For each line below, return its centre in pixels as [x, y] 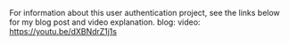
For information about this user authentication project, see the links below [145, 13]
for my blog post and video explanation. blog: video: [105, 22]
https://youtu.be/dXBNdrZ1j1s [63, 31]
